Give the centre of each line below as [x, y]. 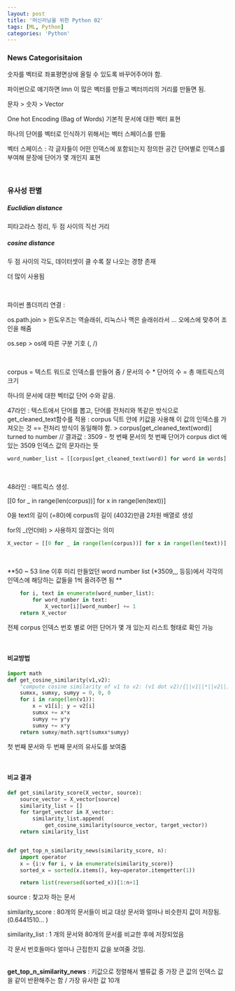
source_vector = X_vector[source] [70, 799]
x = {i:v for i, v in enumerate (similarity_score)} [97, 863]
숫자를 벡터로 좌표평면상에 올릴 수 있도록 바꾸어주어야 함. [85, 74]
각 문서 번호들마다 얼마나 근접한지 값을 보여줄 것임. [76, 949]
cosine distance [31, 243]
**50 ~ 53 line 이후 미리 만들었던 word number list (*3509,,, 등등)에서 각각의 [115, 572]
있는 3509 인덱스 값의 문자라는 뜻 [53, 445]
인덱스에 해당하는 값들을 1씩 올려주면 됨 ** [65, 580]
